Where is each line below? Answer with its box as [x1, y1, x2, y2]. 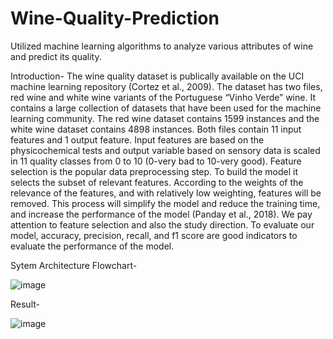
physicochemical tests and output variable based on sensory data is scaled [10, 144, 321, 156]
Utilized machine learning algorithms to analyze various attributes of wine [10, 40, 314, 52]
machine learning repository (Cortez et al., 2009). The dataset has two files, [10, 80, 323, 92]
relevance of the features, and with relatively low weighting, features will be [10, 187, 322, 199]
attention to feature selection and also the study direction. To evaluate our [10, 218, 315, 231]
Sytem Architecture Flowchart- [10, 259, 138, 271]
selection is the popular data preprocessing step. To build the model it [10, 165, 299, 177]
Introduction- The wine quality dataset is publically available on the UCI [10, 70, 305, 82]
